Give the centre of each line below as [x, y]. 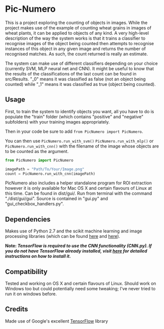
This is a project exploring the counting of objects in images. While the [76, 23]
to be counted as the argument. [37, 151]
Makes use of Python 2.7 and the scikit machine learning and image [74, 231]
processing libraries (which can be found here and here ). [63, 236]
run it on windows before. [31, 294]
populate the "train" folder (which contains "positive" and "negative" [74, 117]
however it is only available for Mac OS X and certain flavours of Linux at [79, 188]
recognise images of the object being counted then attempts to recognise [80, 43]
